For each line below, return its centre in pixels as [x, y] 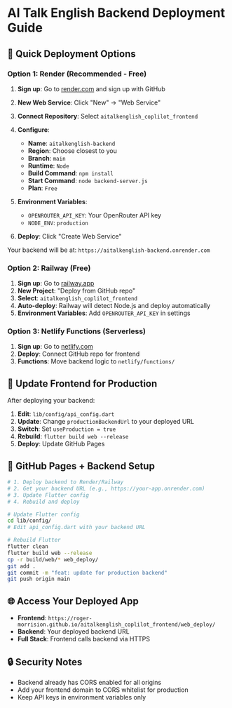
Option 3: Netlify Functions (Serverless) [76, 331]
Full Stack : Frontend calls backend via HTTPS [84, 639]
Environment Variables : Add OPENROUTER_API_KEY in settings [104, 313]
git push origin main [39, 579]
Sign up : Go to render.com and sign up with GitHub [91, 88]
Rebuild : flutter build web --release [73, 436]
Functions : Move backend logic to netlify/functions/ [96, 361]
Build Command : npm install [71, 173]
